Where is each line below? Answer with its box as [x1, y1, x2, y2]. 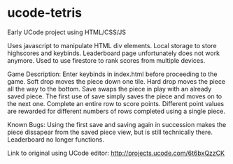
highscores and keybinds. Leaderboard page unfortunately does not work [7, 49, 220, 57]
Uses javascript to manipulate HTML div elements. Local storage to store [7, 41, 217, 50]
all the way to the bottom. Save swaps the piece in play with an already [7, 84, 212, 93]
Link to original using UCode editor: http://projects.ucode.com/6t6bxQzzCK [7, 149, 225, 157]
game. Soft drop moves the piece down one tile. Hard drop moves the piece [7, 77, 226, 85]
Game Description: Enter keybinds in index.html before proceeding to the [7, 70, 218, 78]
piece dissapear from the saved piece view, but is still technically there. [7, 128, 213, 136]
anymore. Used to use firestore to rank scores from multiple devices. [7, 56, 206, 64]
